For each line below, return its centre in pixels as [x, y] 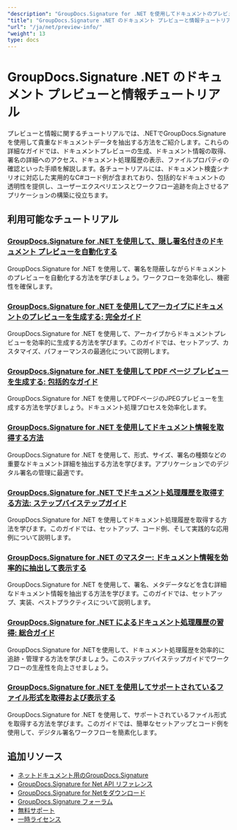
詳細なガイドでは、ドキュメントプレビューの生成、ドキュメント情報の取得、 [119, 151]
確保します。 [38, 286]
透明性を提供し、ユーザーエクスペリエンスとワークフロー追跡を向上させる [115, 186]
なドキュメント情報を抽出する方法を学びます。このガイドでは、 [100, 594]
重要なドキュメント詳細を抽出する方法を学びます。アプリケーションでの [112, 464]
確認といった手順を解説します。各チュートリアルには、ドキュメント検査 [112, 169]
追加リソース [35, 757]
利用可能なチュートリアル [63, 219]
